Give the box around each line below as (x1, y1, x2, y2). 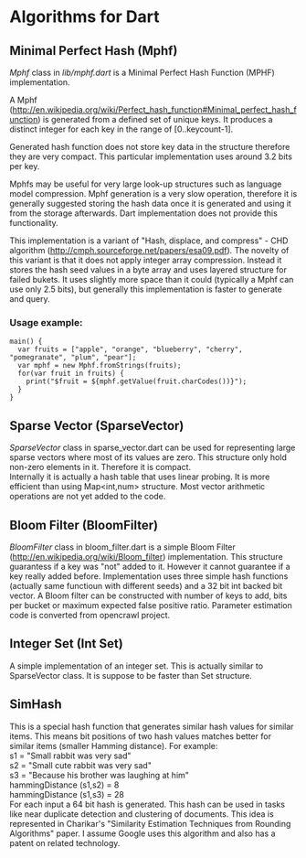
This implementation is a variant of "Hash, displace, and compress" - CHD (9, 235, 289, 246)
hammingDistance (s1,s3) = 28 (9, 788, 125, 799)
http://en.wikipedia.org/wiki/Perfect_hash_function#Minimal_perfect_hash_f (12, 104, 297, 115)
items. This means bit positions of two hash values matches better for (9, 730, 272, 742)
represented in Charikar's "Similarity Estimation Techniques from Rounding (9, 818, 291, 829)
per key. (9, 161, 40, 171)
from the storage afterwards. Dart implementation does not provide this (9, 208, 279, 219)
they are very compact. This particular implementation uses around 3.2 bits (9, 151, 292, 162)
